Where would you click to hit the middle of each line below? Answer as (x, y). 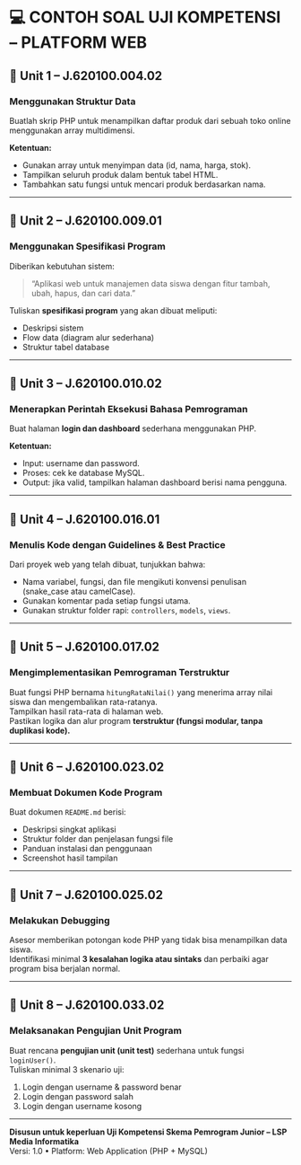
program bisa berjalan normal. (65, 968)
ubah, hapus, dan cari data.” (83, 293)
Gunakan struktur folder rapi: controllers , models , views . (126, 610)
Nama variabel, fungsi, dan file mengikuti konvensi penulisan (134, 581)
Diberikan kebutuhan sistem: (62, 266)
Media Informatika (44, 1141)
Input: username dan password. (81, 463)
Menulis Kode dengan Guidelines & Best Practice (117, 544)
